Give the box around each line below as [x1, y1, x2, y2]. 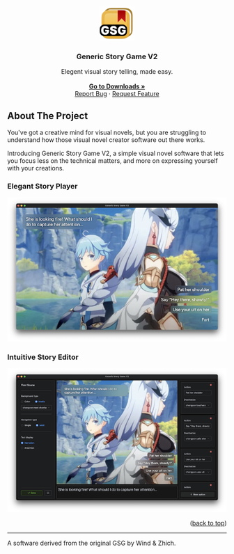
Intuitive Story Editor [7, 352, 79, 362]
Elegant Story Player [7, 182, 78, 191]
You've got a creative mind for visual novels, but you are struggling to [7, 128, 207, 137]
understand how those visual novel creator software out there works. [7, 136, 205, 144]
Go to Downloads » [88, 82, 146, 90]
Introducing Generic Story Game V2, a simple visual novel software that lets [7, 149, 224, 158]
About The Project [7, 110, 88, 122]
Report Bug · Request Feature [75, 90, 159, 98]
